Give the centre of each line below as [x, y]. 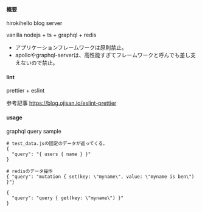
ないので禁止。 [39, 63]
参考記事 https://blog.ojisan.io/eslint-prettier [61, 103]
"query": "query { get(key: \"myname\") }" [68, 198]
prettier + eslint [26, 91]
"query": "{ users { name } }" [51, 154]
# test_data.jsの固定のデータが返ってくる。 [57, 143]
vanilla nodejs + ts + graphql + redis [51, 35]
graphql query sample [34, 131]
